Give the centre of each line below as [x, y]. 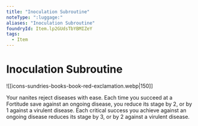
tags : [13, 34]
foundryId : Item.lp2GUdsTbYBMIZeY [49, 28]
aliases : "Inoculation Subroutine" [51, 23]
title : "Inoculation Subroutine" [48, 12]
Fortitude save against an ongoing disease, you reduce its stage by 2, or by [99, 104]
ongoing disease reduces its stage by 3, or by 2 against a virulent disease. [98, 116]
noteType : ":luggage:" [34, 17]
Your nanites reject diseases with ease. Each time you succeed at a [89, 97]
